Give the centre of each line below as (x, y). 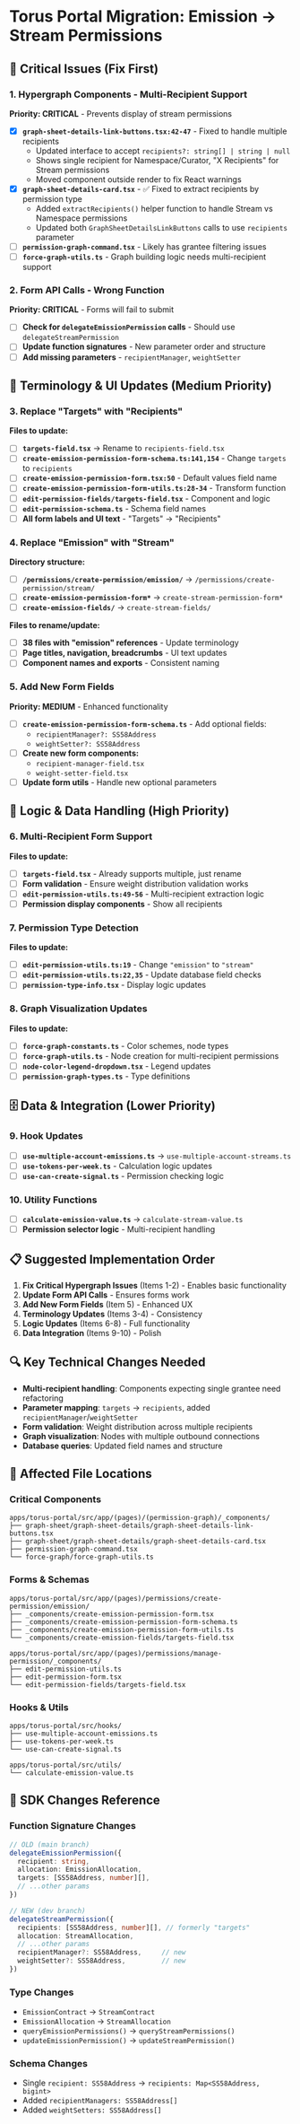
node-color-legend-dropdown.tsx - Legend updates (116, 1066)
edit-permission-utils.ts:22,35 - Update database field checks (141, 975)
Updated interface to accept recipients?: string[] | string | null (163, 151)
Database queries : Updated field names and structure (122, 1446)
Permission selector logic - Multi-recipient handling (119, 1229)
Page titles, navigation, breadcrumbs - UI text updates (124, 653)
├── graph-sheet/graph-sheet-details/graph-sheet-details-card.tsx (138, 1542)
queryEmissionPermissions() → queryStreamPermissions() (129, 2031)
